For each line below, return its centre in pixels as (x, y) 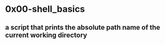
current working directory (46, 35)
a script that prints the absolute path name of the (83, 27)
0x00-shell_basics (45, 9)
